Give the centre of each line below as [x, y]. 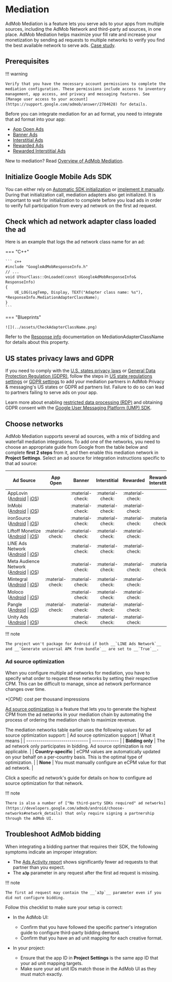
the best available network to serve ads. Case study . [61, 45]
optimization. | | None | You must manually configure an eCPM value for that [86, 762]
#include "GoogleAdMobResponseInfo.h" [47, 267]
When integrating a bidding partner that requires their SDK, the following [82, 846]
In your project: [29, 948]
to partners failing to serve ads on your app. [52, 392]
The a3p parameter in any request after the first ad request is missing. [86, 872]
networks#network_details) [34, 813]
